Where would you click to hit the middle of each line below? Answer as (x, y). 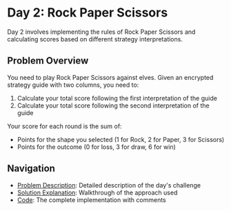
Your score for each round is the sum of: (64, 126)
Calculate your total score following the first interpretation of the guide (117, 98)
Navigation (31, 169)
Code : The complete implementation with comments (92, 200)
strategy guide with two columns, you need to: (73, 85)
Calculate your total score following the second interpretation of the (113, 105)
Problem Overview (48, 61)
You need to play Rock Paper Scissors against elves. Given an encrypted (110, 77)
